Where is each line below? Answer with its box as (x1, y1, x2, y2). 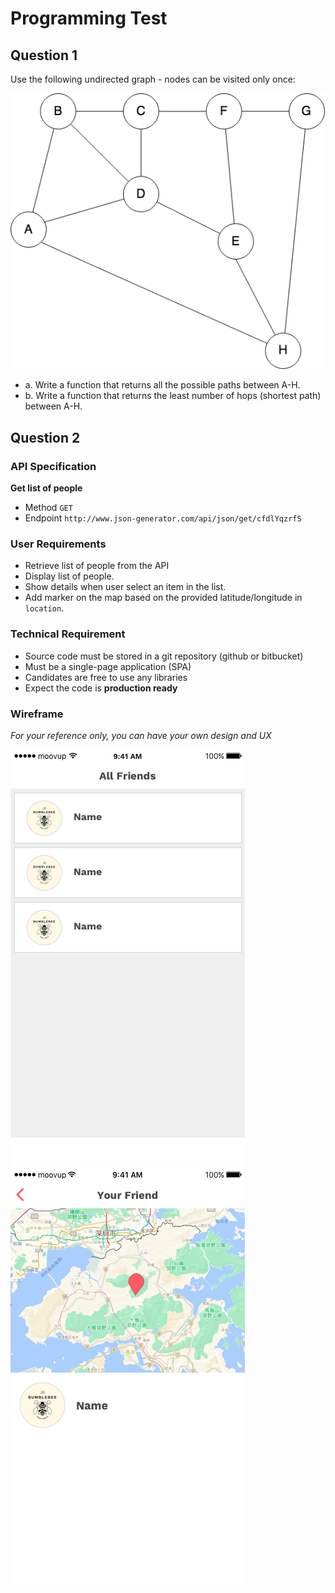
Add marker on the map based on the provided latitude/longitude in (24, 592, 303, 604)
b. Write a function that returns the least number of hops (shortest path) (24, 390, 322, 402)
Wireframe (10, 707, 64, 721)
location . (24, 602, 65, 614)
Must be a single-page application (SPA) (24, 660, 192, 672)
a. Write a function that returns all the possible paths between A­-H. (24, 379, 301, 391)
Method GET (24, 502, 73, 514)
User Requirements (10, 537, 107, 551)
